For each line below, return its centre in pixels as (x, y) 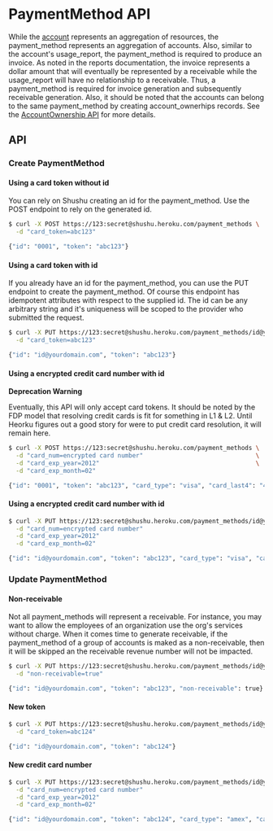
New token (27, 707)
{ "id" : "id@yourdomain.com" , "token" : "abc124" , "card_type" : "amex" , (130, 820)
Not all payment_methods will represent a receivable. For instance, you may (135, 617)
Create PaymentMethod (57, 164)
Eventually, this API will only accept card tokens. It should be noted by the (132, 407)
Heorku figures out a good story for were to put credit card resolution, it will (135, 425)
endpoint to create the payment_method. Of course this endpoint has (124, 292)
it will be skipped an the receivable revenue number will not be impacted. (131, 651)
